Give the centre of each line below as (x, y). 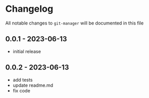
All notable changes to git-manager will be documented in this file (74, 23)
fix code (22, 90)
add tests (23, 80)
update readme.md (33, 85)
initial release (27, 51)
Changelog (29, 9)
